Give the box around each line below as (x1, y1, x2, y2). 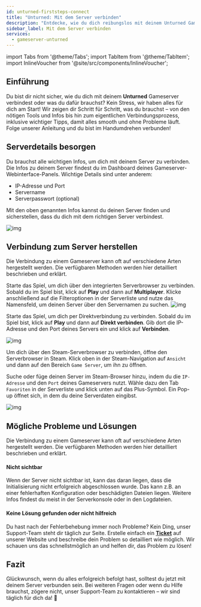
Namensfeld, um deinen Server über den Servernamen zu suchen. (6, 301, 170, 309)
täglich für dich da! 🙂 (6, 594, 58, 602)
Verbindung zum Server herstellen (6, 242, 138, 252)
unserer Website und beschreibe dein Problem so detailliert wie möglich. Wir (6, 536, 195, 543)
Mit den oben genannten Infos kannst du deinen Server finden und (6, 206, 170, 213)
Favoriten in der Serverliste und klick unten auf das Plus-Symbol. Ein (6, 386, 176, 393)
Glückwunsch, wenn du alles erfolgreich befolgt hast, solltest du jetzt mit (6, 575, 185, 582)
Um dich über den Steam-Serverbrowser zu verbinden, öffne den (6, 349, 167, 356)
